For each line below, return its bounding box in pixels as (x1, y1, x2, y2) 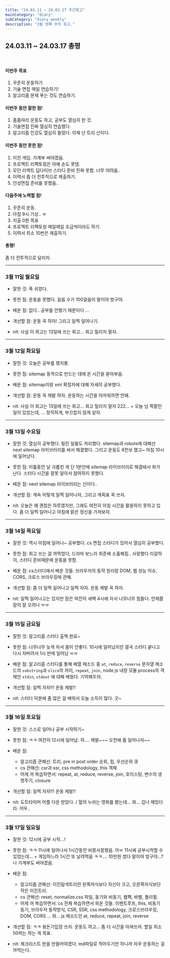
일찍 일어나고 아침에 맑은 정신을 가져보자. (30, 508, 111, 514)
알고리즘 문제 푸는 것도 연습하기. (12, 92, 76, 99)
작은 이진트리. (20, 888, 48, 894)
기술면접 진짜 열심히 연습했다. (12, 124, 71, 130)
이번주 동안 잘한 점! (5, 105, 43, 111)
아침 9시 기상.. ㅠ (12, 211, 47, 217)
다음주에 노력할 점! (5, 192, 42, 198)
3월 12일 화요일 (5, 347, 40, 354)
